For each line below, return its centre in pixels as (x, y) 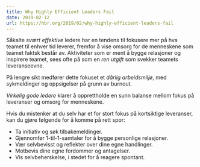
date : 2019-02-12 (28, 17)
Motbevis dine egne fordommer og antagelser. (73, 151)
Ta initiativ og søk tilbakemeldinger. (59, 132)
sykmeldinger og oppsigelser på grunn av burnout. (69, 84)
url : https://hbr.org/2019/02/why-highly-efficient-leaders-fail (90, 23)
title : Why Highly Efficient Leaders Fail (60, 12)
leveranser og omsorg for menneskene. (55, 102)
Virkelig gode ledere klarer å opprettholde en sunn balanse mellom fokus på (100, 96)
